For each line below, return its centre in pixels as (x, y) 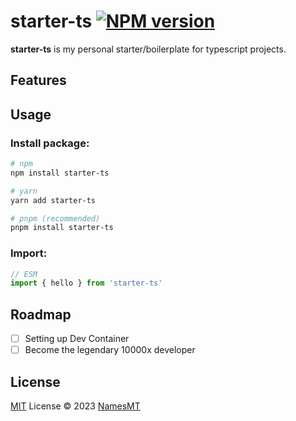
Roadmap (41, 314)
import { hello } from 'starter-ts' (86, 283)
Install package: (50, 143)
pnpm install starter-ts (62, 228)
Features (38, 80)
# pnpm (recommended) (55, 218)
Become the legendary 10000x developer (110, 350)
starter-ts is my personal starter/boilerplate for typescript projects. (148, 49)
